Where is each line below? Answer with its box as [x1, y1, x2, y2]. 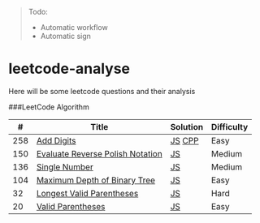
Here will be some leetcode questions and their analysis [8, 86, 196, 96]
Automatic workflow [40, 23, 108, 32]
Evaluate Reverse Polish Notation [36, 148, 162, 159]
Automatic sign [40, 32, 92, 41]
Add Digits [36, 135, 76, 146]
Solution [170, 121, 204, 132]
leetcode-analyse [8, 60, 131, 78]
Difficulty [210, 121, 249, 132]
